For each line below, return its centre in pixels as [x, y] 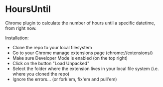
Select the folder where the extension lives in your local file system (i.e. [85, 69]
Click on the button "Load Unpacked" [51, 63]
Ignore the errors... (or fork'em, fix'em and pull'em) [65, 79]
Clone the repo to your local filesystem [52, 47]
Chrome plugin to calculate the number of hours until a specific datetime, [80, 23]
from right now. [21, 28]
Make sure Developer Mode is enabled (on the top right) [70, 58]
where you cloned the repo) [41, 74]
